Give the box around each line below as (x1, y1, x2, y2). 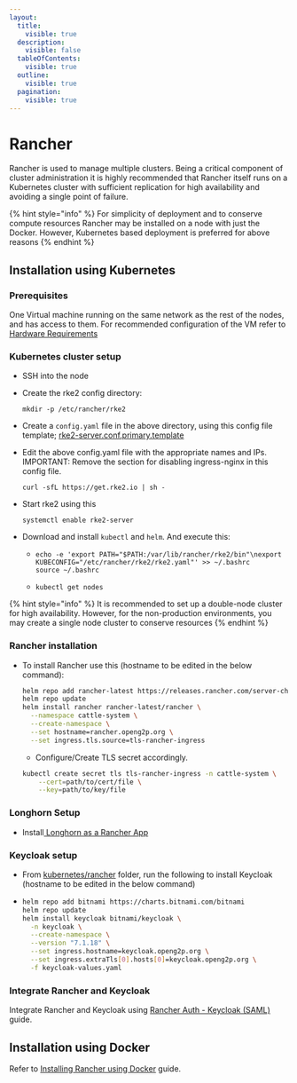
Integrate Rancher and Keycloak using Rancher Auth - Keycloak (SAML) (9, 1005, 270, 1016)
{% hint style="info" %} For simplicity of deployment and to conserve (9, 209, 263, 219)
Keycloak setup (9, 849, 78, 861)
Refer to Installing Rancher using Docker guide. (9, 1063, 182, 1074)
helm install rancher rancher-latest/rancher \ (21, 703, 201, 712)
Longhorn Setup (9, 807, 81, 819)
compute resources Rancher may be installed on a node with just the (9, 218, 260, 229)
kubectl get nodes (35, 583, 104, 592)
